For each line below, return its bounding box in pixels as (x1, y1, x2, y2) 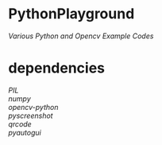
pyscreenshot (8, 111, 53, 120)
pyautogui (8, 127, 41, 137)
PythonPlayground (8, 5, 135, 23)
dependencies (8, 59, 106, 77)
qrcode (8, 119, 32, 128)
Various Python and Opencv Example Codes (8, 31, 154, 41)
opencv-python (8, 102, 59, 112)
